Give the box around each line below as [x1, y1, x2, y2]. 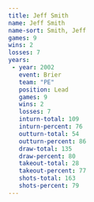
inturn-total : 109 [18, 115, 80, 123]
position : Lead [18, 85, 69, 94]
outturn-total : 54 [18, 130, 80, 138]
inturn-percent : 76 [18, 122, 83, 130]
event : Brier [18, 71, 62, 79]
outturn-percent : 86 [18, 137, 87, 146]
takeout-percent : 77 [18, 167, 87, 175]
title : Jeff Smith [8, 11, 69, 20]
